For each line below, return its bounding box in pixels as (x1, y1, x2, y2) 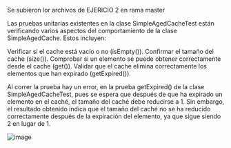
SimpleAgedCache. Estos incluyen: (7, 34, 107, 42)
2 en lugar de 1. (7, 120, 51, 127)
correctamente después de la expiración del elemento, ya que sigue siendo (7, 112, 221, 120)
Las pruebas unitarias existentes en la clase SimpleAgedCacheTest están (7, 19, 215, 27)
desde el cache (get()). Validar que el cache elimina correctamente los (7, 62, 207, 70)
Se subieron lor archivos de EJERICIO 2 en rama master (7, 6, 165, 14)
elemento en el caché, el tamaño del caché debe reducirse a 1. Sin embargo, (7, 98, 225, 106)
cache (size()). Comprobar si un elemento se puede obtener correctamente (7, 55, 221, 63)
